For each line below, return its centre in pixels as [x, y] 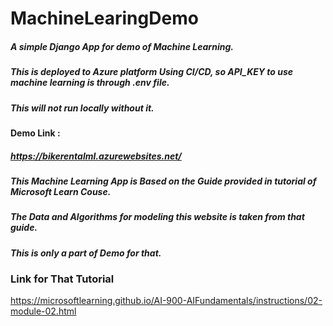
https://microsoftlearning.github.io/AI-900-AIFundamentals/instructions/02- [166, 301]
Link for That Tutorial [62, 279]
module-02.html [43, 311]
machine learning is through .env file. [90, 83]
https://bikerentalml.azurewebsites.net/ [96, 156]
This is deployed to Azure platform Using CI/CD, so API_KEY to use [152, 72]
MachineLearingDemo [104, 18]
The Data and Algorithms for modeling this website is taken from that [157, 217]
